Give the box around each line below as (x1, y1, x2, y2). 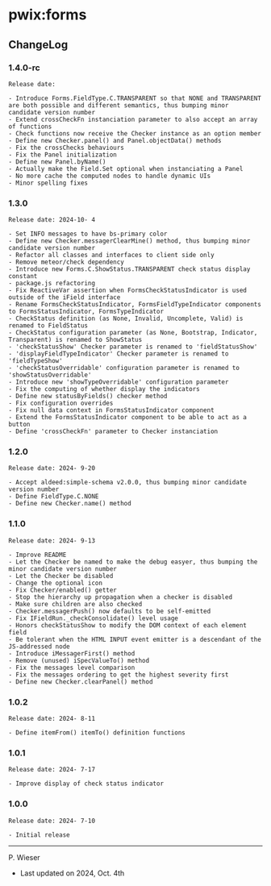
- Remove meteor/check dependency (8, 258, 125, 267)
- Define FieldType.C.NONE (8, 493, 99, 501)
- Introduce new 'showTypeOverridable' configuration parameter (8, 378, 229, 386)
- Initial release (8, 830, 70, 839)
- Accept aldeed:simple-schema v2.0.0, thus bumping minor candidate (8, 478, 248, 487)
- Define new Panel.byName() (8, 157, 106, 166)
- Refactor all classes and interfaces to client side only (8, 252, 215, 260)
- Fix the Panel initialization (8, 151, 117, 159)
